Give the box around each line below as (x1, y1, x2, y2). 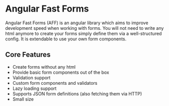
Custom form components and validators (12, 80, 98, 86)
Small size (12, 96, 34, 102)
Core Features (5, 50, 51, 59)
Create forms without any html (12, 64, 76, 70)
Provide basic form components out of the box (12, 69, 110, 75)
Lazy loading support (12, 85, 57, 91)
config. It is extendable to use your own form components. (5, 36, 127, 42)
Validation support (12, 74, 51, 81)
